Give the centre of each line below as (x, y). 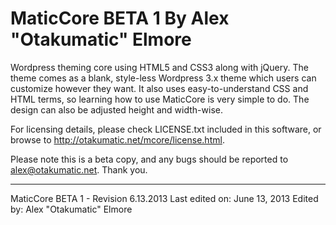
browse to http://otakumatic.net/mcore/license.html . (117, 139)
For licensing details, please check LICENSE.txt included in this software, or (166, 129)
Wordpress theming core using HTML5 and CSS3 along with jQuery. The (159, 67)
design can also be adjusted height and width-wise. (116, 109)
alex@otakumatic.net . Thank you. (79, 169)
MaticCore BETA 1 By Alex (120, 18)
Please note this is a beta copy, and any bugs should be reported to (149, 159)
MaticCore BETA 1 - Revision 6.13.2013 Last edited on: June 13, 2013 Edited (164, 198)
